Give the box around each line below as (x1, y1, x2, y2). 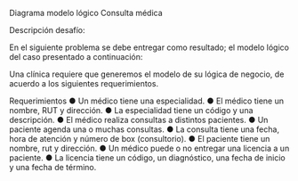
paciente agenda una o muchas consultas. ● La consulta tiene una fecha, (9, 124, 280, 135)
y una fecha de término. (9, 162, 97, 172)
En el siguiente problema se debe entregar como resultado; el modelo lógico (9, 42, 289, 53)
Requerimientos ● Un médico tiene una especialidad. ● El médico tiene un (9, 95, 285, 106)
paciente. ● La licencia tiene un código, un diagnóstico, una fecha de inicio (9, 152, 286, 163)
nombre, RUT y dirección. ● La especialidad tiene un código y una (9, 105, 254, 115)
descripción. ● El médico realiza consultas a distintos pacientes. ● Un (9, 115, 269, 125)
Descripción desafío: (9, 25, 86, 35)
